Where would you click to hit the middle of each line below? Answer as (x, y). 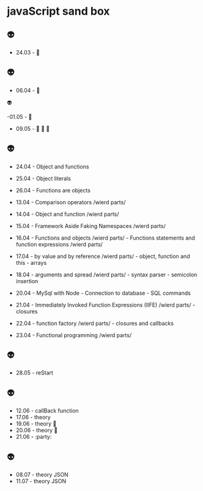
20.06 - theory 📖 (37, 430)
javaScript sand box (58, 11)
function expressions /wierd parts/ (59, 244)
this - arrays (31, 262)
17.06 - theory (33, 417)
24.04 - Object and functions (52, 166)
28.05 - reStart (35, 373)
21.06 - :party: (34, 437)
